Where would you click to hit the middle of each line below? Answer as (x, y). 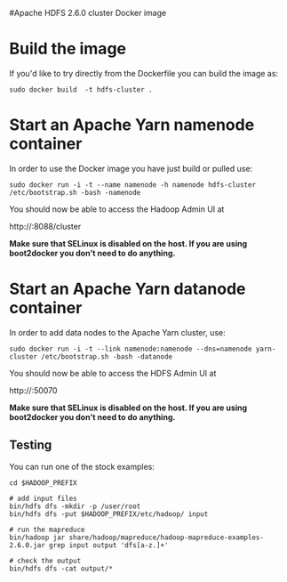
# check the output (45, 561)
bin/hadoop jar (37, 538)
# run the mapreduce (48, 529)
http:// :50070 (33, 390)
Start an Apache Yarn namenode (132, 125)
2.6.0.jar (28, 545)
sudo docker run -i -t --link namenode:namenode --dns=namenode (131, 349)
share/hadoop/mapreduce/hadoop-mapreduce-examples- (167, 538)
